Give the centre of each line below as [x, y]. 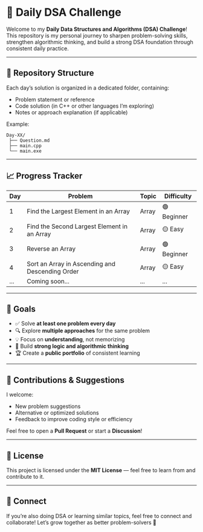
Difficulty [178, 196]
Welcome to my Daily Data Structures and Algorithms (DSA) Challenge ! [97, 29]
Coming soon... [48, 281]
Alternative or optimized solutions [57, 413]
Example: [18, 124]
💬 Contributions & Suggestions [66, 380]
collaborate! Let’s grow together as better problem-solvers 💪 [82, 522]
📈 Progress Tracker [44, 176]
